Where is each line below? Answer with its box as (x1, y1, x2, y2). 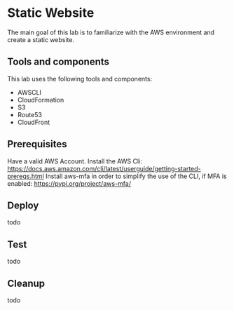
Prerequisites (7, 138, 67, 150)
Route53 (17, 110, 42, 119)
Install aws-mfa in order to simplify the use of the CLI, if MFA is (45, 172, 227, 180)
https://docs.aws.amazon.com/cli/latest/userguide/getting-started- (7, 164, 201, 173)
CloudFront (17, 118, 50, 126)
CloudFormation (17, 95, 64, 104)
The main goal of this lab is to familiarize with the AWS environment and (7, 28, 215, 36)
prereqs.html (7, 172, 44, 180)
